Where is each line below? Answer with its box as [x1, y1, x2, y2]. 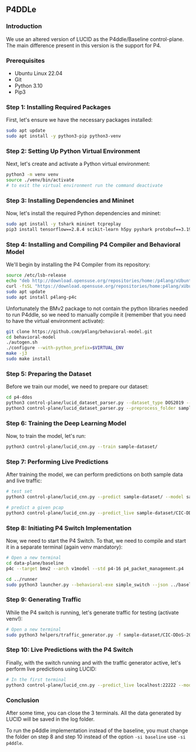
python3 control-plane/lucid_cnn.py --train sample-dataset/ [6, 444, 158, 450]
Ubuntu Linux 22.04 [14, 70, 63, 77]
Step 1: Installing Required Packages [6, 103, 111, 111]
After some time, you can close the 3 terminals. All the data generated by [6, 709, 182, 716]
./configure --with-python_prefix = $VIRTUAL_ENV [6, 345, 124, 351]
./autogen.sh [6, 339, 38, 345]
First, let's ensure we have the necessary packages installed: [6, 117, 153, 124]
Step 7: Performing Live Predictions [6, 457, 109, 465]
